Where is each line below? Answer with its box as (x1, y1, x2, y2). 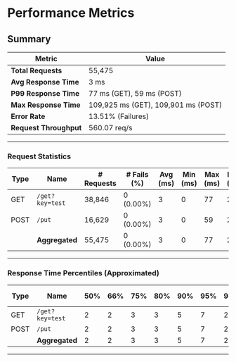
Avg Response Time (11, 77, 79, 87)
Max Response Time (11, 100, 81, 110)
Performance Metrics (7, 5, 135, 21)
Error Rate (11, 111, 46, 121)
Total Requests (11, 65, 63, 75)
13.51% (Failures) (88, 111, 150, 121)
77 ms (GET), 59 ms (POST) (88, 89, 183, 98)
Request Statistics (7, 151, 72, 161)
